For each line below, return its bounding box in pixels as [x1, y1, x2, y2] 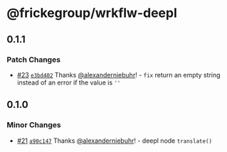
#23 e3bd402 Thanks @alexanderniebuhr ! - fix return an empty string [16, 70, 221, 79]
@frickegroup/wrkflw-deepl [6, 5, 177, 21]
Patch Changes [6, 55, 61, 65]
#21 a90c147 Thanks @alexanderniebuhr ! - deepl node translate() [16, 136, 213, 145]
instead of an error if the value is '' [16, 78, 121, 87]
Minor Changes [6, 120, 61, 130]
